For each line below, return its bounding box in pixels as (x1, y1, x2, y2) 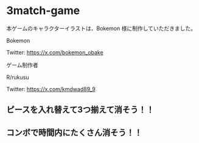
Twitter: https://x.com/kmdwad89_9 (6, 85, 96, 92)
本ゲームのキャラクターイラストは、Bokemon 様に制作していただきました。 (6, 24, 197, 32)
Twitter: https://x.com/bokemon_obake (6, 48, 103, 56)
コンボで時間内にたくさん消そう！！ (6, 127, 142, 137)
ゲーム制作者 (6, 61, 38, 68)
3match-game (6, 4, 80, 18)
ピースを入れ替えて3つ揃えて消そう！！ (6, 105, 155, 115)
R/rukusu (6, 73, 29, 81)
